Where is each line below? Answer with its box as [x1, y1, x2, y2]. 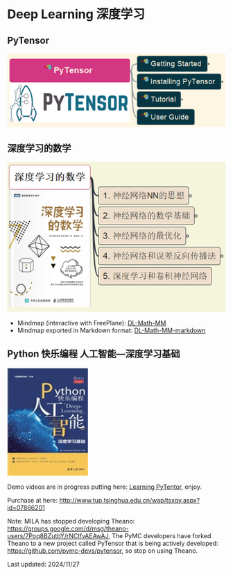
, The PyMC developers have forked [108, 531, 212, 540]
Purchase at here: [7, 496, 58, 504]
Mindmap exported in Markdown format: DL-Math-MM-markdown [17, 326, 206, 334]
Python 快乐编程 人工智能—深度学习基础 [7, 348, 180, 360]
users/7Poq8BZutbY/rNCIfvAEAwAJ [7, 531, 109, 540]
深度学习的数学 [7, 143, 71, 154]
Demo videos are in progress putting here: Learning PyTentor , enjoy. [7, 483, 202, 491]
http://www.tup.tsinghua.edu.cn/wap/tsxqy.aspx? [58, 496, 200, 504]
